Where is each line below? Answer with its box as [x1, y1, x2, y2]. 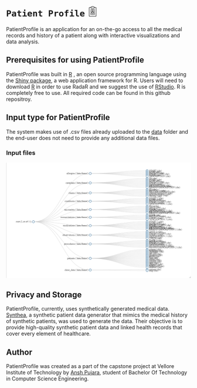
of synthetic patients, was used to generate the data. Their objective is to [6, 318, 183, 325]
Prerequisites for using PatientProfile [6, 55, 145, 65]
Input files [6, 149, 36, 157]
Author [6, 347, 32, 357]
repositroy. [6, 96, 32, 103]
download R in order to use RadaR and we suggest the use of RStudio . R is [6, 83, 186, 90]
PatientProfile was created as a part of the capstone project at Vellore [6, 362, 175, 369]
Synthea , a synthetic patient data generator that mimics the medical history [6, 311, 188, 319]
